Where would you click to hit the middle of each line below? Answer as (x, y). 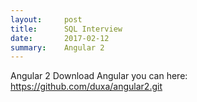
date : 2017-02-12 (60, 38)
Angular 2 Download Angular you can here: (99, 76)
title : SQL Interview (66, 29)
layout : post (46, 19)
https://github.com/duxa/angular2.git (86, 87)
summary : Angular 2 (57, 47)
